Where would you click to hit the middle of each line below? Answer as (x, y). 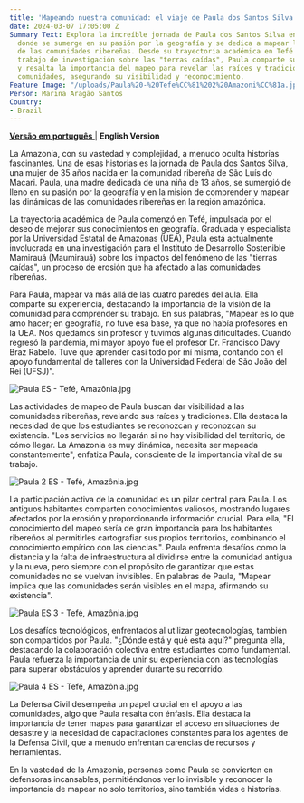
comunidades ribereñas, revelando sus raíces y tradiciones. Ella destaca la (148, 416)
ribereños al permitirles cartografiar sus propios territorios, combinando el (148, 538)
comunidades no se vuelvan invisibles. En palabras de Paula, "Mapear (140, 577)
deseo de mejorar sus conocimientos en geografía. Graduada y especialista (150, 229)
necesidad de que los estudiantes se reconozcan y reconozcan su (133, 425)
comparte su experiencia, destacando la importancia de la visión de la (140, 304)
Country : (26, 102)
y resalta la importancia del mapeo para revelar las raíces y (139, 69)
